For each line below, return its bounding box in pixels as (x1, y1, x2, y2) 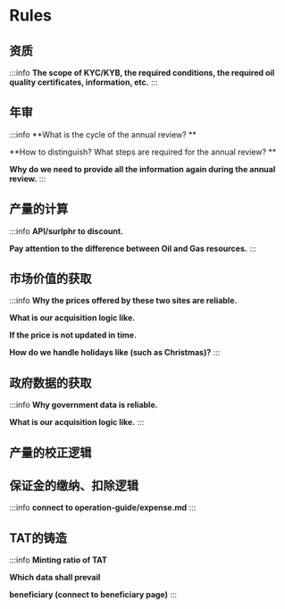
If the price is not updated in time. (9, 330, 137, 340)
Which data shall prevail (9, 572, 101, 583)
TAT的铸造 (9, 530, 67, 546)
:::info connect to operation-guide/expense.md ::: (9, 502, 197, 513)
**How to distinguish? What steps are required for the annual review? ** (9, 146, 277, 157)
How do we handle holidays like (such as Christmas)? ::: (9, 347, 221, 358)
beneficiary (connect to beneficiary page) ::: (9, 589, 177, 600)
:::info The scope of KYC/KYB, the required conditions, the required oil (9, 68, 275, 78)
